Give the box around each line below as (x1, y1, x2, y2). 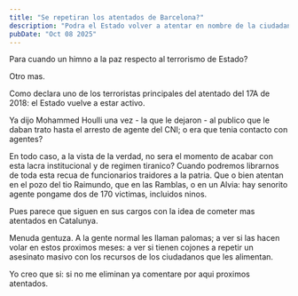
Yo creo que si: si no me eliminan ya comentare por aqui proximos (9, 268, 250, 280)
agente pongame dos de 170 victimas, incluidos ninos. (9, 188, 208, 200)
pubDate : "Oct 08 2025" (9, 29, 98, 38)
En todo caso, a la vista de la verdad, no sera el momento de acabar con (9, 151, 273, 162)
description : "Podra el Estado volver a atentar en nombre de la (9, 21, 255, 30)
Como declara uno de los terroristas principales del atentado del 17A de (9, 88, 271, 99)
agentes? (9, 134, 43, 145)
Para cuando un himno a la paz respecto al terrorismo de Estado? (9, 54, 248, 65)
